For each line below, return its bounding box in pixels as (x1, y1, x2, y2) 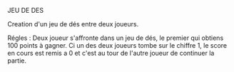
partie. (7, 56, 27, 65)
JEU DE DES (7, 6, 44, 14)
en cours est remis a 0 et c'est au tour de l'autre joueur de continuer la (7, 49, 215, 57)
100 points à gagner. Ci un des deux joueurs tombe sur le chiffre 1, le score (7, 41, 228, 49)
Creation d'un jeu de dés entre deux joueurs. (7, 20, 139, 28)
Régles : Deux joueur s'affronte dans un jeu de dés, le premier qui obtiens (7, 34, 224, 42)
